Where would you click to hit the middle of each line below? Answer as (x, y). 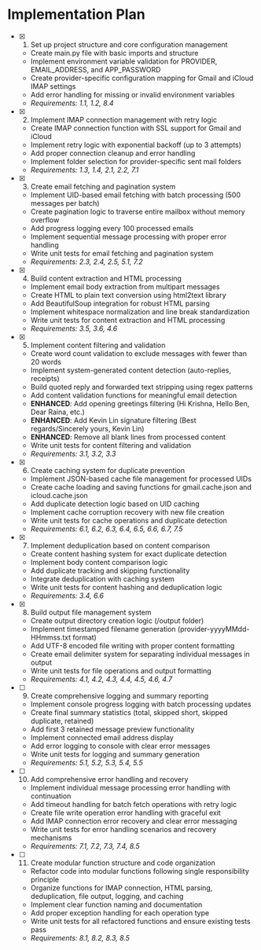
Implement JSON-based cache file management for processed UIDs (141, 479)
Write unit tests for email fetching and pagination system (122, 253)
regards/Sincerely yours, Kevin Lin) (87, 428)
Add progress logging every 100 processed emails (112, 228)
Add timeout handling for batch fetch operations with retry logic (134, 804)
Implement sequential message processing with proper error (129, 237)
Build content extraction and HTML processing (106, 278)
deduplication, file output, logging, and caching (107, 896)
